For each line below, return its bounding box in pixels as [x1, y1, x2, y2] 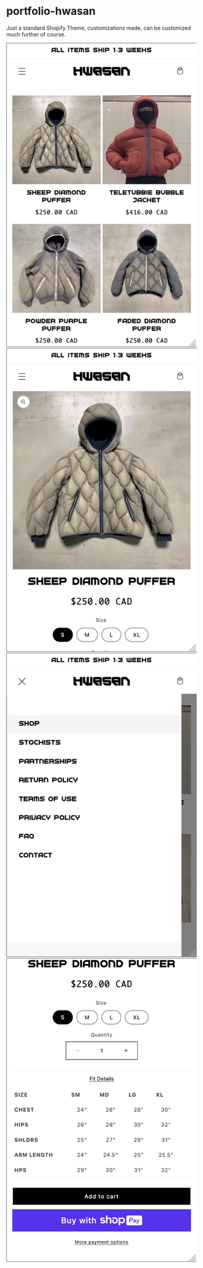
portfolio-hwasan [6, 4, 96, 18]
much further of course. [6, 30, 66, 38]
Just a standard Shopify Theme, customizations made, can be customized [6, 24, 192, 32]
